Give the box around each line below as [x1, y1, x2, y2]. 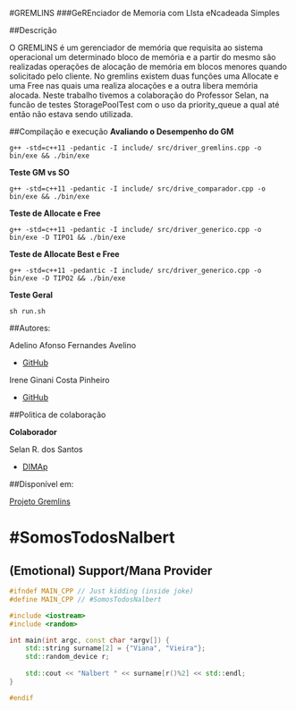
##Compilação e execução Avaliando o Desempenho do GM [9, 126, 234, 137]
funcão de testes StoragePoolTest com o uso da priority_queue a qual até [9, 99, 280, 110]
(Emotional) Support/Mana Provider [9, 563, 213, 578]
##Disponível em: [9, 479, 74, 489]
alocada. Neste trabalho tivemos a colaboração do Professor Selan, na [9, 90, 269, 100]
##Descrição [9, 25, 57, 35]
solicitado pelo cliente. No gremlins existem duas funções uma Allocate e [9, 71, 279, 81]
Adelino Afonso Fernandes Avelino [9, 340, 137, 350]
